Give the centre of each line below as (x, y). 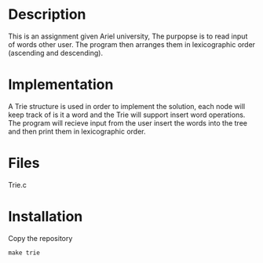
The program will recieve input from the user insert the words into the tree (128, 122)
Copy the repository (40, 238)
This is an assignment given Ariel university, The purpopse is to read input (128, 36)
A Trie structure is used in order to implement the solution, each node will (127, 106)
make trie (24, 253)
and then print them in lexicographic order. (77, 131)
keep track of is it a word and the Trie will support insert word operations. (127, 115)
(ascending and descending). (56, 53)
